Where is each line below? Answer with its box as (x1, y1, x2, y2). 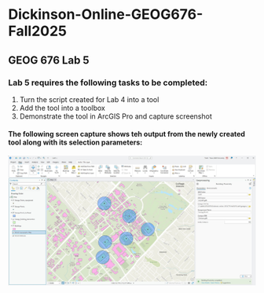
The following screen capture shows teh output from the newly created (8, 130, 246, 139)
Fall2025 (8, 22, 67, 40)
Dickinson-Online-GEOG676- (8, 5, 203, 24)
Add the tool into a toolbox (19, 103, 106, 112)
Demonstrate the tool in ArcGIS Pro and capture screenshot (19, 112, 212, 121)
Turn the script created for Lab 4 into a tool (19, 94, 159, 104)
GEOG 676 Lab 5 (8, 53, 90, 67)
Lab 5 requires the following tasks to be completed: (8, 77, 208, 88)
